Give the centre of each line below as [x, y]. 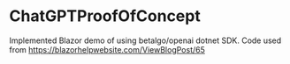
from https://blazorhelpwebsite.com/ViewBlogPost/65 [107, 49]
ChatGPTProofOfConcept [105, 16]
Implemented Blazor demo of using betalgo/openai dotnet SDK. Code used [145, 40]
